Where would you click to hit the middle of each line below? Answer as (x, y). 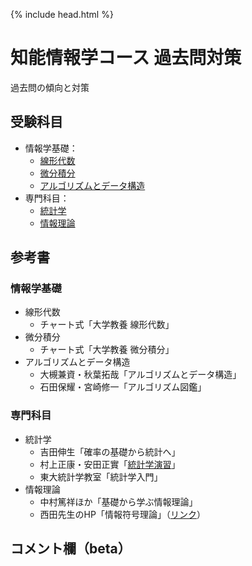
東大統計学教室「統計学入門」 (101, 476)
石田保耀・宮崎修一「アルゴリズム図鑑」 (123, 387)
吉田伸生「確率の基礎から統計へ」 (110, 451)
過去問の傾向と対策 (50, 87)
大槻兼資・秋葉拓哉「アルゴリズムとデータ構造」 (140, 375)
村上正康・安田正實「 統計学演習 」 (110, 464)
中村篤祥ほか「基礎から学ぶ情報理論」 (118, 501)
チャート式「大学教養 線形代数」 (107, 325)
